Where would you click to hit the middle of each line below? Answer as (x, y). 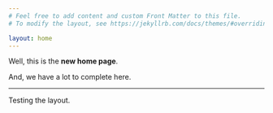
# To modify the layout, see (58, 24)
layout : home (30, 38)
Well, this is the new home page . (63, 61)
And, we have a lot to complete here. (70, 77)
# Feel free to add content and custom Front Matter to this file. (125, 16)
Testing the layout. (39, 100)
